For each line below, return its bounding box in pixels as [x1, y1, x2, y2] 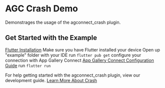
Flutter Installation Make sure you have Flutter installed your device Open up [5, 46, 161, 52]
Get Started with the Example [5, 34, 97, 42]
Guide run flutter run [5, 62, 51, 68]
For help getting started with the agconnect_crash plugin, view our [5, 72, 141, 78]
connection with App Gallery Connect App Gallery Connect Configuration [5, 57, 154, 63]
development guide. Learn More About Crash [5, 77, 97, 83]
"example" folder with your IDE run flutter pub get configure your [5, 52, 142, 58]
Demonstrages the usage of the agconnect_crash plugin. [5, 19, 121, 25]
